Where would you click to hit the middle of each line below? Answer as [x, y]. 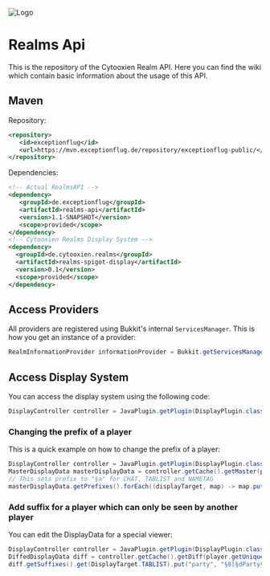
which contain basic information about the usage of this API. [108, 76]
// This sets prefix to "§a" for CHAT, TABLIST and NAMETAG [111, 479]
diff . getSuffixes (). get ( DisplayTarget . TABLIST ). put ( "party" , [113, 564]
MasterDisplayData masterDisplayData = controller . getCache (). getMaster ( [135, 472]
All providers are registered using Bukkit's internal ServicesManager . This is [132, 329]
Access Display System [69, 377]
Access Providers [53, 309]
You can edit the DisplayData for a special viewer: [90, 534]
